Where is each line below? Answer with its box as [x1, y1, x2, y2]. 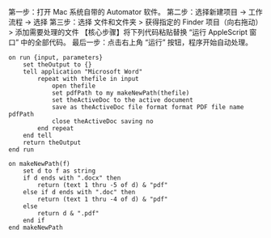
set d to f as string [23, 167, 95, 175]
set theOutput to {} [23, 61, 92, 69]
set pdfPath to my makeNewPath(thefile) [51, 89, 190, 97]
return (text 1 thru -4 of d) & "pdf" [37, 195, 168, 203]
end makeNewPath [8, 223, 63, 232]
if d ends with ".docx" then [23, 174, 121, 182]
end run [8, 146, 35, 154]
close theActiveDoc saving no [51, 117, 154, 125]
